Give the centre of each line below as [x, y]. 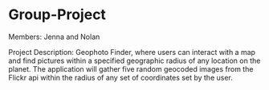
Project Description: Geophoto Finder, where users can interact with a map [132, 52]
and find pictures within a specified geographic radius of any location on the [134, 61]
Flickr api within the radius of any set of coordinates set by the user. [120, 77]
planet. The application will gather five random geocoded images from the [131, 68]
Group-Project [57, 15]
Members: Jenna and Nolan [54, 37]
